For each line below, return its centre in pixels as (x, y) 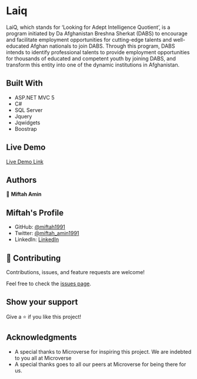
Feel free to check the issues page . (49, 284)
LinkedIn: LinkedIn (37, 239)
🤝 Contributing (34, 258)
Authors (21, 180)
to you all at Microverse (43, 358)
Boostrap (26, 128)
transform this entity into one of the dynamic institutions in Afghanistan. (93, 65)
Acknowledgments (42, 337)
